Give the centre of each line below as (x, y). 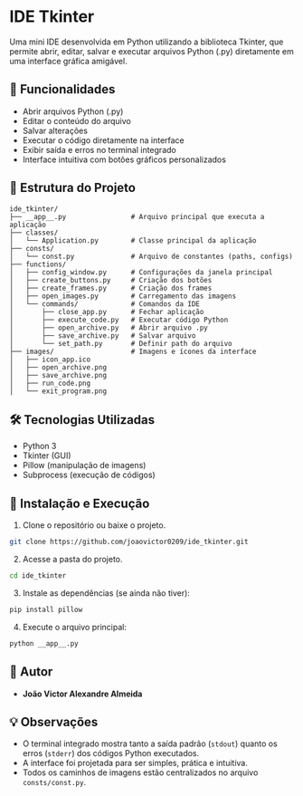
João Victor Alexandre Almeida (82, 694)
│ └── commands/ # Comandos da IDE (105, 304)
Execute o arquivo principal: (74, 627)
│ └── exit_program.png (58, 391)
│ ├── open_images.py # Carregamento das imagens (123, 296)
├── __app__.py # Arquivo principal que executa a (137, 216)
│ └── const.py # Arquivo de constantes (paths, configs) (151, 256)
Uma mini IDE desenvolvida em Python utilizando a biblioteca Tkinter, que (147, 42)
